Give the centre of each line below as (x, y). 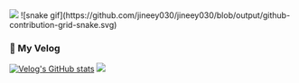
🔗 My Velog (35, 48)
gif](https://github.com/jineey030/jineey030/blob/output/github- (170, 15)
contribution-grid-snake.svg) (63, 25)
